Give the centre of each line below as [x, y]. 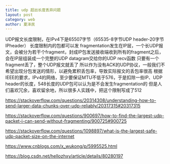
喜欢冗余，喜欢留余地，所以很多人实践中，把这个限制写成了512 [76, 90]
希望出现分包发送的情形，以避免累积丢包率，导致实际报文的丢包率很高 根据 [84, 71]
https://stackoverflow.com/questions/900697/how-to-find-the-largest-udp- [85, 116]
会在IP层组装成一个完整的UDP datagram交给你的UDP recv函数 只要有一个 [82, 59]
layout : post [19, 15]
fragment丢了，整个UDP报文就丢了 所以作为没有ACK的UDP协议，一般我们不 [85, 65]
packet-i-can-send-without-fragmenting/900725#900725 [66, 121]
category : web [20, 19]
